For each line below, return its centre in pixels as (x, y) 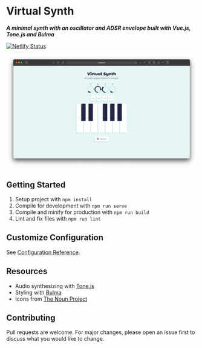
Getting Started (36, 185)
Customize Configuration (55, 238)
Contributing (31, 318)
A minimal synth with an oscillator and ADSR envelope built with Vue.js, (99, 28)
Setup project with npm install (54, 199)
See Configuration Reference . (43, 252)
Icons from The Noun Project (51, 299)
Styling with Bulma (38, 292)
